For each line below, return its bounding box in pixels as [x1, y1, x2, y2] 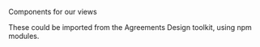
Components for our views [8, 7, 97, 16]
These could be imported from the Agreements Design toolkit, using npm [8, 23, 253, 32]
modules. [8, 32, 40, 41]
